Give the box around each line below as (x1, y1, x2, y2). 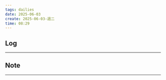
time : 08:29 (5, 21, 30, 26)
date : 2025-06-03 (5, 12, 41, 17)
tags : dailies (5, 7, 35, 12)
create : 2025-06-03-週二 (5, 16, 55, 21)
